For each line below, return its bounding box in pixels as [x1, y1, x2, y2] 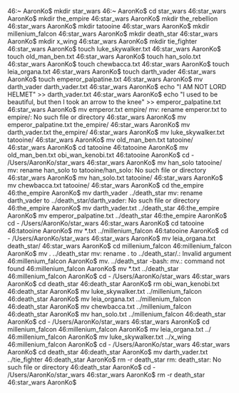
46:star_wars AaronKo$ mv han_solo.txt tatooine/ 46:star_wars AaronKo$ [7, 173, 223, 182]
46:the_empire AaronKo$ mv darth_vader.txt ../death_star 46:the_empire [7, 204, 220, 212]
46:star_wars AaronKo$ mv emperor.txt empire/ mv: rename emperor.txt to [7, 106, 227, 113]
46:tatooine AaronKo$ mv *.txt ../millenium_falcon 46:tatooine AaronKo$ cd [7, 227, 229, 235]
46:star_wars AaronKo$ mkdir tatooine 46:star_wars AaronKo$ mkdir [7, 22, 210, 30]
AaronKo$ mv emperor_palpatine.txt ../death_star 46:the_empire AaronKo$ [7, 211, 228, 220]
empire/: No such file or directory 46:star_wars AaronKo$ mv [7, 113, 187, 121]
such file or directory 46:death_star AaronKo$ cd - [7, 363, 156, 371]
